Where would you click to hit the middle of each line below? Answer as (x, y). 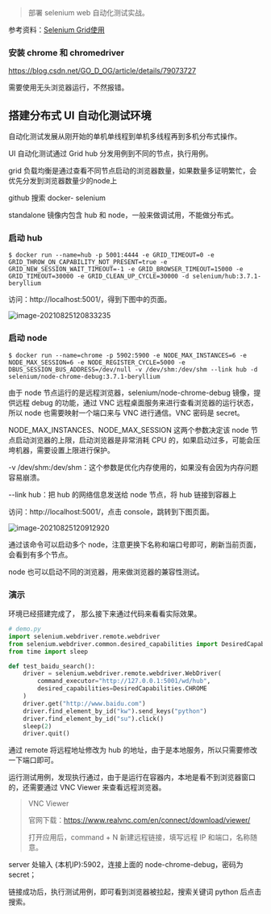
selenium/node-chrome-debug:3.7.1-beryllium (84, 376)
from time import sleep (48, 652)
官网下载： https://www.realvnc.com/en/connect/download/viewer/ (139, 820)
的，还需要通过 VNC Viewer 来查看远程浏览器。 (87, 787)
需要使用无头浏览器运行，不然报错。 (69, 87)
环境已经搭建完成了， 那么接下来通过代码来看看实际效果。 (105, 614)
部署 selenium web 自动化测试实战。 (88, 13)
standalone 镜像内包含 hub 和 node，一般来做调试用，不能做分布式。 (123, 215)
